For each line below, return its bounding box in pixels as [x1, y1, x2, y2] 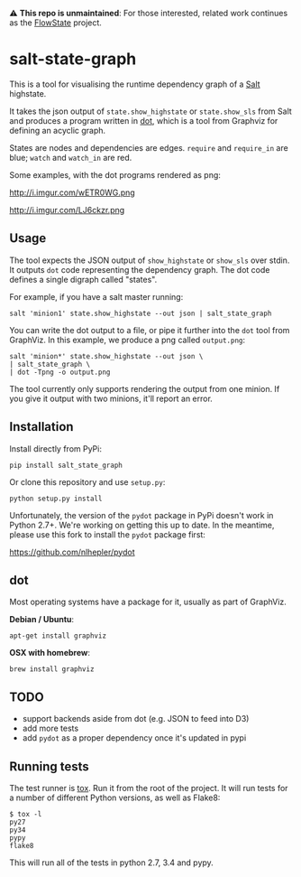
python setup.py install [9, 494, 103, 503]
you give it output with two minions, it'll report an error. [9, 393, 214, 404]
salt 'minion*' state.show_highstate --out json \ [9, 351, 204, 360]
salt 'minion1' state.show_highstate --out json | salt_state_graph [9, 309, 272, 318]
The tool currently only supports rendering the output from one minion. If [9, 383, 280, 394]
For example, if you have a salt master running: [9, 291, 184, 302]
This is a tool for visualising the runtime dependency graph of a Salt [9, 79, 260, 89]
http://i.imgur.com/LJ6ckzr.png [9, 204, 125, 215]
